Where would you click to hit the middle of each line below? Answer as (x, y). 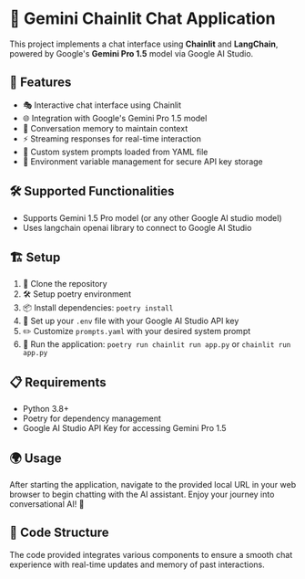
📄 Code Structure (59, 533)
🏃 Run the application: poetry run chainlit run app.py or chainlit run (157, 344)
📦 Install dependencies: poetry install (98, 308)
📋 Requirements (58, 382)
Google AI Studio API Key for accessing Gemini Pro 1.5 (124, 428)
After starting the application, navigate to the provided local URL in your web (153, 484)
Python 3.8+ (46, 409)
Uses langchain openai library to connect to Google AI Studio (137, 227)
